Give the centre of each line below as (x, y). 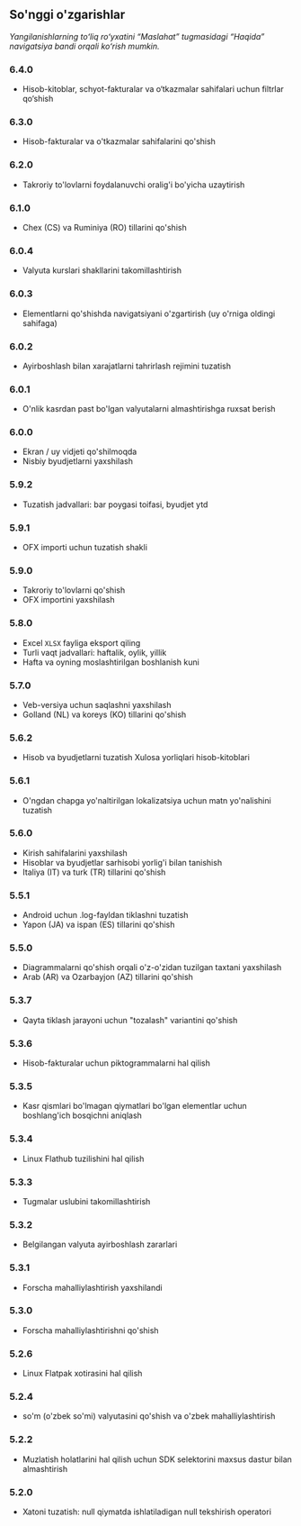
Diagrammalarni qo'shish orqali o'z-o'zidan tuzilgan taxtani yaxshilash (152, 967)
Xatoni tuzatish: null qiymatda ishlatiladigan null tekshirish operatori (147, 1512)
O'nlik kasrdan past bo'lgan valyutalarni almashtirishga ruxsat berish (149, 409)
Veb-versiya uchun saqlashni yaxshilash (97, 704)
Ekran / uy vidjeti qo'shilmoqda (80, 452)
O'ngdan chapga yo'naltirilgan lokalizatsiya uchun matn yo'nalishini (146, 800)
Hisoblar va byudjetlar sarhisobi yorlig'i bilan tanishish (122, 862)
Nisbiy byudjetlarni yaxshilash (77, 461)
